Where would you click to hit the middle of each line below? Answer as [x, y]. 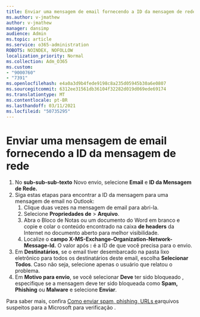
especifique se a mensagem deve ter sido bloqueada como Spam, [96, 284]
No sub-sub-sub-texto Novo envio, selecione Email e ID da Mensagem [103, 183]
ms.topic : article [29, 39]
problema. [27, 271]
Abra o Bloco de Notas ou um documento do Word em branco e [102, 220]
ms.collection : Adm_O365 [37, 61]
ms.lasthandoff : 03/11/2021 [41, 106]
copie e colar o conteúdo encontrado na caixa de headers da [99, 227]
